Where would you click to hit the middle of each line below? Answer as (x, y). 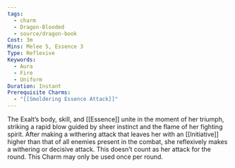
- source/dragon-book (46, 34)
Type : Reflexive (31, 54)
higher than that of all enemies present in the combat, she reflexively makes (117, 142)
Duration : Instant (34, 86)
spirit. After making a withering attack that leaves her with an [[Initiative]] (113, 134)
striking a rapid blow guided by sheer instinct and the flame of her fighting (115, 127)
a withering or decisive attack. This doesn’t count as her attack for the (109, 149)
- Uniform (28, 79)
